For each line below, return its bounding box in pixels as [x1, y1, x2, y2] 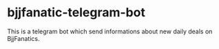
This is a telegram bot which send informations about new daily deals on [7, 27, 213, 35]
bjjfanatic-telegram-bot [7, 5, 146, 20]
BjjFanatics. [7, 34, 40, 42]
